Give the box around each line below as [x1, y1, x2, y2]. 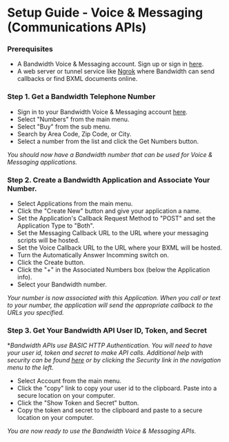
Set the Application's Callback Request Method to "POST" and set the [17, 214, 216, 223]
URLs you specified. [7, 309, 64, 317]
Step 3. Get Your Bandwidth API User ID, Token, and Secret [7, 326, 207, 335]
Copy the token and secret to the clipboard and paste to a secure [17, 406, 203, 414]
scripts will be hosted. [17, 237, 80, 245]
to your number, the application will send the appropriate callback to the [7, 301, 213, 309]
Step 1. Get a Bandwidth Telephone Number [7, 92, 156, 102]
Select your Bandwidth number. [17, 280, 107, 288]
